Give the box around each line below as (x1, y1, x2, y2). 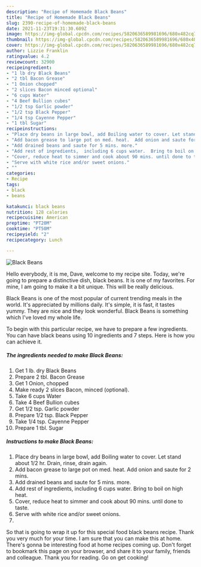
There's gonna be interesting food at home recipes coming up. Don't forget (6, 541, 191, 548)
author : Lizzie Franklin (6, 48, 68, 54)
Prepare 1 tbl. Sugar (14, 424, 64, 432)
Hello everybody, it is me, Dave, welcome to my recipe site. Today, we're (6, 270, 185, 278)
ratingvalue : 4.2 (6, 53, 50, 59)
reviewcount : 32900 (6, 59, 55, 65)
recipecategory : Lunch (6, 237, 63, 243)
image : (6, 31, 23, 37)
